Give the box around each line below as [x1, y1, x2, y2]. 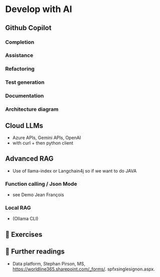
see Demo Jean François [12, 192, 64, 198]
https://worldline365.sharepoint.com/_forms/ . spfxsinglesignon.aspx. [12, 266, 155, 272]
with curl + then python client [12, 140, 74, 146]
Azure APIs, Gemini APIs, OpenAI [12, 134, 81, 141]
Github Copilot [5, 24, 52, 32]
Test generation [5, 79, 45, 86]
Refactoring [5, 65, 35, 72]
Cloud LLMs [5, 121, 44, 130]
